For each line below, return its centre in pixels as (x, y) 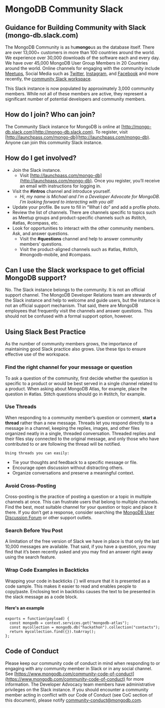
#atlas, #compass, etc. (36, 223)
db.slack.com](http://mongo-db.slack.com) (49, 132)
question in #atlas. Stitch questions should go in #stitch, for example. (75, 394)
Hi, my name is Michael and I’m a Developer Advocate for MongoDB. (90, 196)
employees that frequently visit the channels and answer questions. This (79, 311)
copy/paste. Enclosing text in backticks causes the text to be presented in (80, 591)
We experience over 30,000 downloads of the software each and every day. (82, 58)
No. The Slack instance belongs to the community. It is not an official (75, 290)
